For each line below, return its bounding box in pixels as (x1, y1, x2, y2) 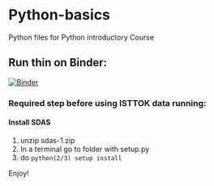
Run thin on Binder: (8, 56, 108, 70)
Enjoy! (8, 168, 30, 178)
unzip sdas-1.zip (19, 135, 75, 145)
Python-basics (8, 6, 111, 24)
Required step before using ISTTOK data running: (8, 97, 207, 108)
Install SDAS (8, 117, 51, 127)
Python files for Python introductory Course (8, 32, 155, 42)
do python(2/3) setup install (19, 152, 122, 163)
